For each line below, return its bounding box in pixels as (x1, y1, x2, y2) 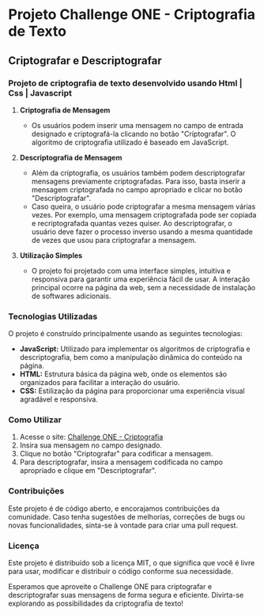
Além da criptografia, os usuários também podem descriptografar (31, 168, 246, 177)
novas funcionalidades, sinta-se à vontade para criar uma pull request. (8, 520, 239, 530)
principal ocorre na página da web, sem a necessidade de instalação (31, 282, 256, 292)
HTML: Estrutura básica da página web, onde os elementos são (19, 369, 228, 379)
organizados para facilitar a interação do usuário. (19, 378, 180, 387)
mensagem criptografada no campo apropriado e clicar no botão (31, 184, 243, 195)
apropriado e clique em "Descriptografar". (19, 466, 157, 475)
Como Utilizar (8, 414, 62, 425)
